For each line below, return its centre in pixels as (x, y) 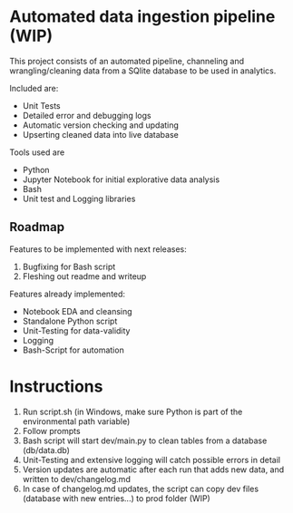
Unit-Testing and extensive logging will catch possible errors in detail (151, 460)
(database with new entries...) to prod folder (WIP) (116, 498)
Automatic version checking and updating (101, 125)
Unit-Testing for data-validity (76, 330)
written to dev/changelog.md (77, 479)
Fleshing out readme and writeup (84, 276)
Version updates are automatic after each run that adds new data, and (153, 469)
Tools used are (37, 152)
